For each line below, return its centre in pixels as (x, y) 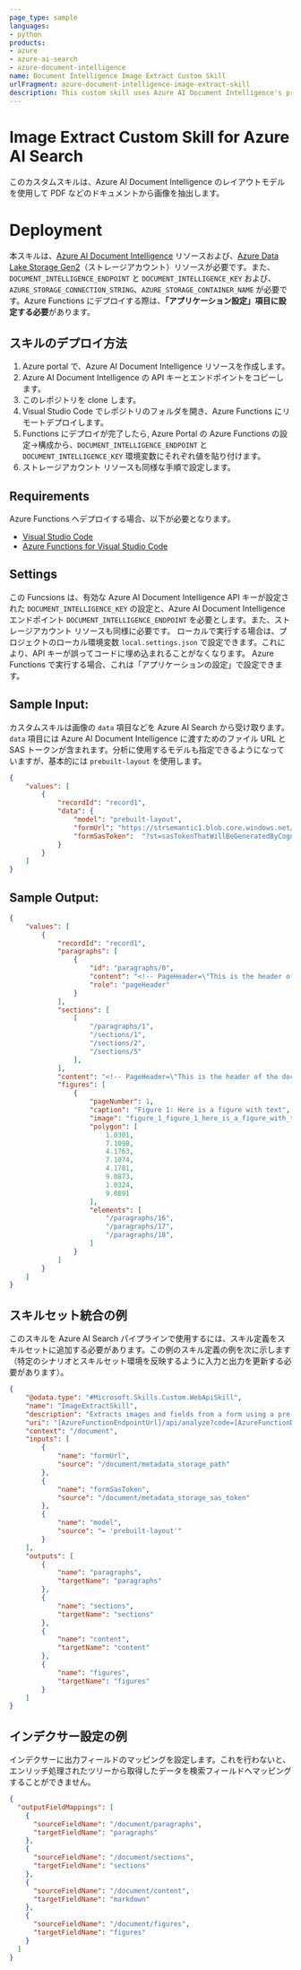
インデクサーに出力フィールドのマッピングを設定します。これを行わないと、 (150, 1760)
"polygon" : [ (114, 1127)
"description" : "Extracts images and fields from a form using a (150, 1414)
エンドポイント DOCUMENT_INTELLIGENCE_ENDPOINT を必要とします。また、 (142, 619)
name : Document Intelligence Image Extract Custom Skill (118, 76)
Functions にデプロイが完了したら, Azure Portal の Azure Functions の (151, 434)
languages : (30, 26)
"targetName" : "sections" (105, 1614)
